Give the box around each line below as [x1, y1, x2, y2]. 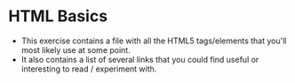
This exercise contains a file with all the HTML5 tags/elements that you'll [20, 35, 287, 46]
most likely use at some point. [20, 44, 131, 55]
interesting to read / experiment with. [20, 64, 157, 74]
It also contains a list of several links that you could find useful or [20, 54, 259, 64]
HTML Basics [8, 6, 108, 26]
